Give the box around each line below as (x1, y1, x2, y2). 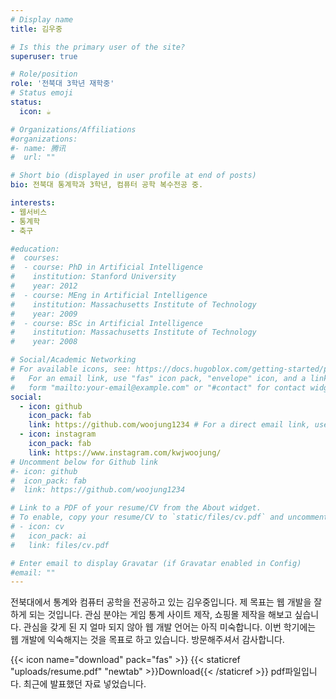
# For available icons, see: (10, 364, 132, 374)
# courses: (10, 253, 60, 263)
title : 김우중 (10, 24, 63, 34)
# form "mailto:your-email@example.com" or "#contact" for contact (10, 382, 307, 393)
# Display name (10, 14, 74, 25)
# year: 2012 (10, 281, 78, 291)
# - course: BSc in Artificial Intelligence (10, 318, 203, 328)
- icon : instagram (19, 429, 97, 440)
